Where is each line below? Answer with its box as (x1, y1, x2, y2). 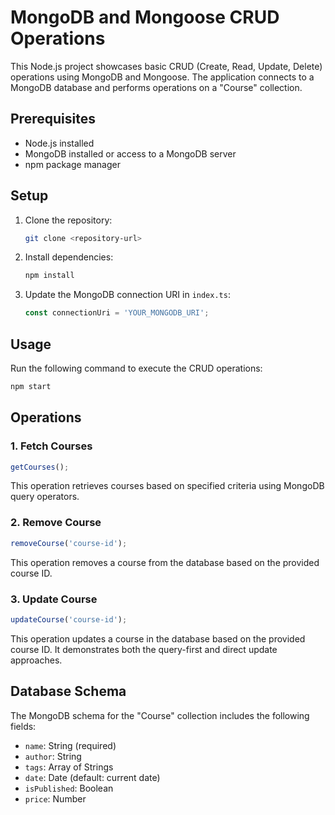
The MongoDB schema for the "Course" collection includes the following (10, 709, 310, 721)
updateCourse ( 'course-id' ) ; (10, 614, 128, 625)
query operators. (10, 491, 80, 503)
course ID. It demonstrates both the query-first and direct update (10, 643, 278, 655)
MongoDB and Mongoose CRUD (10, 6, 280, 29)
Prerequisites (10, 111, 96, 128)
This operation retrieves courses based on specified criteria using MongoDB (10, 480, 325, 492)
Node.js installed (24, 137, 95, 149)
